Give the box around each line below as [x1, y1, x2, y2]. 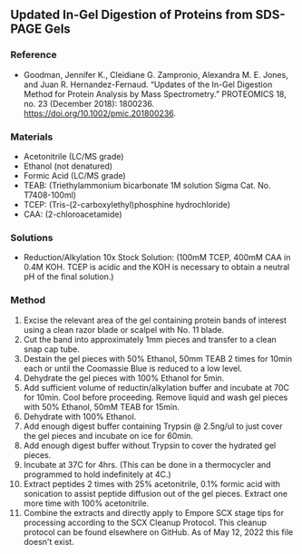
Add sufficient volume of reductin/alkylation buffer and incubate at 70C [23, 382, 289, 393]
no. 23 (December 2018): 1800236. [23, 98, 155, 109]
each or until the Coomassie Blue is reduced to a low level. [23, 363, 243, 374]
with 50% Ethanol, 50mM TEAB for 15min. [23, 401, 180, 412]
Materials [10, 131, 54, 143]
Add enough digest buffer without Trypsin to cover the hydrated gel [23, 440, 277, 451]
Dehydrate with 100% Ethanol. [23, 411, 137, 422]
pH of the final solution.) [23, 271, 114, 282]
